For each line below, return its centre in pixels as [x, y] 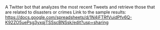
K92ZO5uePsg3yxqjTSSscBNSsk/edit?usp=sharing [57, 22]
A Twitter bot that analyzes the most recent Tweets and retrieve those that [80, 7]
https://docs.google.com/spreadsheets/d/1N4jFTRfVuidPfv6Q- [69, 17]
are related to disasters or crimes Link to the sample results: [66, 12]
